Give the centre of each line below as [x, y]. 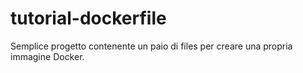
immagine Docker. [47, 56]
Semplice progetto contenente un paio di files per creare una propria [151, 46]
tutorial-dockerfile [88, 18]
